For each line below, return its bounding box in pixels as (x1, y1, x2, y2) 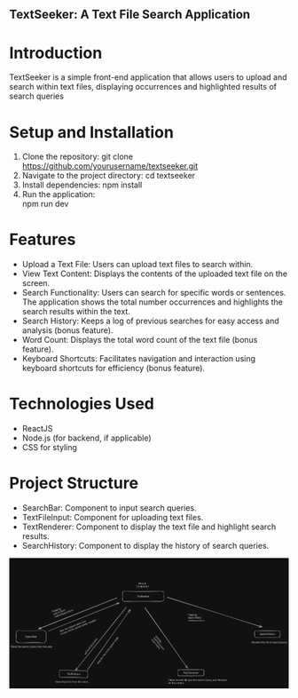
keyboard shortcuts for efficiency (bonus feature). (21, 363, 206, 374)
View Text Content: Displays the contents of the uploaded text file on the (21, 268, 288, 279)
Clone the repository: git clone (21, 151, 133, 163)
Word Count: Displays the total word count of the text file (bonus (21, 335, 258, 345)
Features (9, 230, 76, 250)
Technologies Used (9, 394, 155, 414)
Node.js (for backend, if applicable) (21, 432, 152, 443)
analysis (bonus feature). (21, 325, 114, 336)
